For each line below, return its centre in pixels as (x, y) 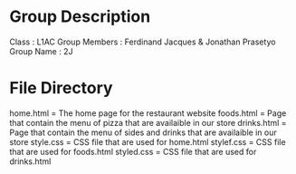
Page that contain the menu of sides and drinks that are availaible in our (143, 132)
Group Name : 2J (41, 51)
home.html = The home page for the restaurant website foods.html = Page (148, 113)
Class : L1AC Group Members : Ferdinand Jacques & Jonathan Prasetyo (143, 42)
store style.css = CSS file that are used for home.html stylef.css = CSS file (148, 141)
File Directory (61, 88)
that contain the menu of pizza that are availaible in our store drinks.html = (148, 122)
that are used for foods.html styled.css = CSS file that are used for (133, 151)
